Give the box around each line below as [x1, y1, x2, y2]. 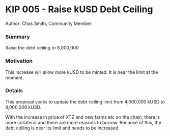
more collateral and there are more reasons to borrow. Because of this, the [5, 119, 162, 125]
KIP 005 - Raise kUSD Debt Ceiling [5, 4, 154, 15]
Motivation [5, 58, 33, 65]
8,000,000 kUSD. [5, 104, 42, 110]
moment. [5, 74, 24, 80]
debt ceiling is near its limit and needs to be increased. [5, 125, 120, 131]
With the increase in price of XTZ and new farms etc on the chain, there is [5, 114, 160, 120]
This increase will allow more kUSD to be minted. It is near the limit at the [5, 69, 158, 75]
